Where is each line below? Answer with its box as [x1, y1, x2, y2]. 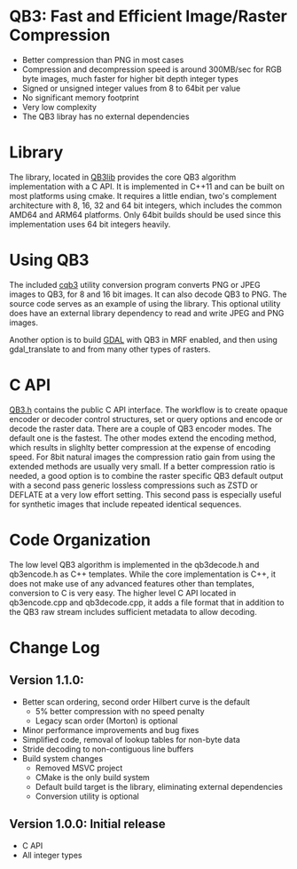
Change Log [9, 637, 100, 658]
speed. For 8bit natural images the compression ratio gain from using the [9, 451, 276, 462]
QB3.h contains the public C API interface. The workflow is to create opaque [9, 404, 288, 415]
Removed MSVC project [35, 762, 123, 773]
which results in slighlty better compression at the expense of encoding [9, 442, 271, 452]
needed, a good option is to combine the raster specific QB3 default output [9, 470, 284, 481]
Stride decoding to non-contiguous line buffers [21, 744, 194, 754]
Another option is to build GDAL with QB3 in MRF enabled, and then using [9, 334, 277, 345]
